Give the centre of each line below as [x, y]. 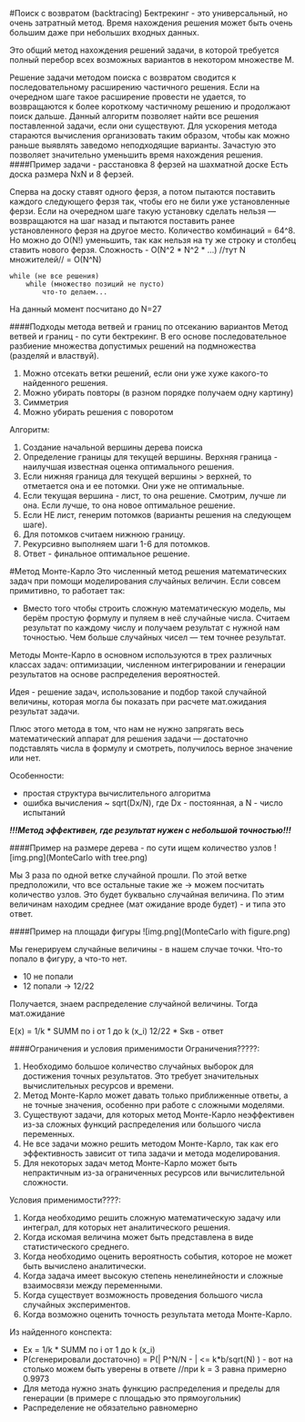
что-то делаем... [75, 292]
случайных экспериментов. [76, 1305]
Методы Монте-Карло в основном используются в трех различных [141, 655]
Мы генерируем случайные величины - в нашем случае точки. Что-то [146, 949]
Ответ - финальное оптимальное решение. [106, 554]
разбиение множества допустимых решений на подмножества [133, 346]
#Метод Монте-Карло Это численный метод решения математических [148, 571]
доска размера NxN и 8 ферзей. [72, 174]
